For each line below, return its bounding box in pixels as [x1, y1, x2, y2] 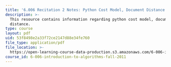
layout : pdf [5, 31, 31, 36]
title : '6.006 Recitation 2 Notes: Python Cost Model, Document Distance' [5, 7, 167, 13]
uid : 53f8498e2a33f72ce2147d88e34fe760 [5, 36, 90, 41]
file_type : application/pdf [5, 40, 65, 45]
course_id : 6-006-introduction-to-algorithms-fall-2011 [5, 54, 126, 59]
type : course [5, 26, 33, 31]
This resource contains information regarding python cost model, [10, 17, 154, 22]
